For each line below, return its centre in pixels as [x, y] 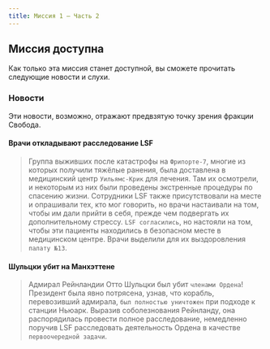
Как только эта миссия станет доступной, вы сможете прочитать [122, 68]
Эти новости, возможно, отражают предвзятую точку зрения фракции [131, 116]
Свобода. [25, 124]
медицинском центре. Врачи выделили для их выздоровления [137, 239]
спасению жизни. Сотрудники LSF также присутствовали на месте [145, 195]
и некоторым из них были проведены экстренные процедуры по [140, 187]
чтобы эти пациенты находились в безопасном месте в [124, 230]
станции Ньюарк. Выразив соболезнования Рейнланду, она [132, 311]
